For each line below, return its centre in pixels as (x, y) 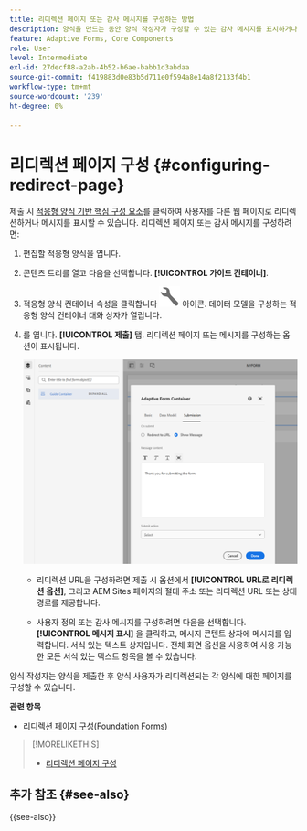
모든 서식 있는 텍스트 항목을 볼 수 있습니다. (122, 656)
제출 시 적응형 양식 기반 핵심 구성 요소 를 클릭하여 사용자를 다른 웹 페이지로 (141, 211)
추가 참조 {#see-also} (69, 795)
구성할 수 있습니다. (42, 687)
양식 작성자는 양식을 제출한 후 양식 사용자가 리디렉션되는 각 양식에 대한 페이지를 (151, 676)
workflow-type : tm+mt (51, 87)
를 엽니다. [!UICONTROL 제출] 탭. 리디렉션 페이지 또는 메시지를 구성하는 (152, 335)
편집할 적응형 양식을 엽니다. (72, 254)
